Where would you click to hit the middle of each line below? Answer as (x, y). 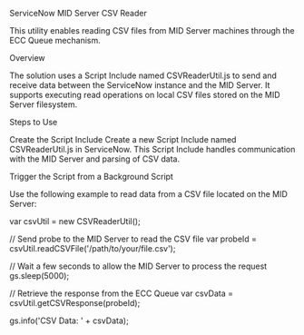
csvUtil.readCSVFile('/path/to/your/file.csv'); (93, 248)
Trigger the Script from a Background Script (92, 177)
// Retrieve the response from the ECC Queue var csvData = (122, 293)
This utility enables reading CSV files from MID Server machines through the (152, 30)
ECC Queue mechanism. (55, 40)
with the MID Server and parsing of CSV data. (95, 159)
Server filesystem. (44, 104)
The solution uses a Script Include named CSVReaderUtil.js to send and (143, 75)
